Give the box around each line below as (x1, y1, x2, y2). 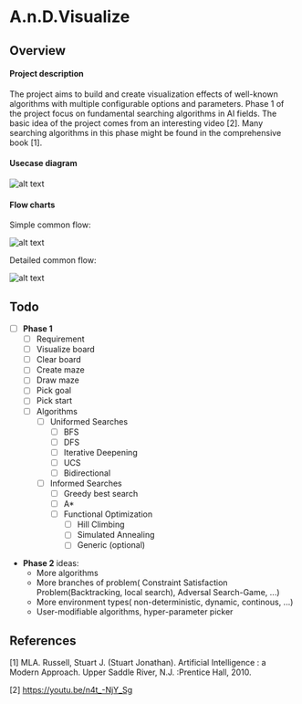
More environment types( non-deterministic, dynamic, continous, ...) (36, 596, 294, 608)
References (9, 633, 77, 648)
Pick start (36, 395, 73, 406)
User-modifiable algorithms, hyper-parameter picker (36, 606, 234, 617)
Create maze (36, 364, 85, 375)
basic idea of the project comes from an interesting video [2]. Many (9, 117, 264, 129)
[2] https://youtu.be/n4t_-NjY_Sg (9, 685, 133, 696)
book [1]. (9, 137, 43, 148)
